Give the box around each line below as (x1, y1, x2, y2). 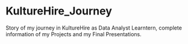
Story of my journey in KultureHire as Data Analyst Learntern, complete (5, 24, 182, 31)
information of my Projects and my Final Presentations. (5, 30, 142, 37)
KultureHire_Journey (5, 4, 112, 18)
